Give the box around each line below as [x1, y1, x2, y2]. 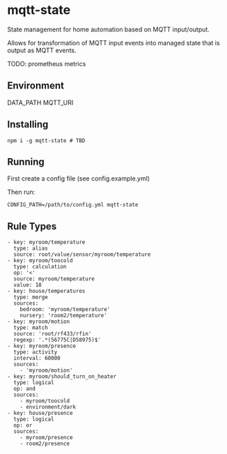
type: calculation [13, 264, 68, 271]
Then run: [7, 188, 36, 197]
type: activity [13, 349, 58, 356]
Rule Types [7, 220, 57, 232]
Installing [7, 119, 49, 130]
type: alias [13, 245, 49, 252]
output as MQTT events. [7, 46, 77, 54]
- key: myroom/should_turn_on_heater [7, 373, 117, 380]
